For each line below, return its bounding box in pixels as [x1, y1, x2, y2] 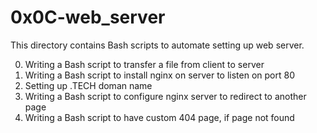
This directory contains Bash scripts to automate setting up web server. [10, 39, 305, 51]
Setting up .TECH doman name [24, 79, 153, 91]
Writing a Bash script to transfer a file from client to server [24, 58, 265, 70]
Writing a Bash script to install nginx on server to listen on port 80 [24, 69, 295, 81]
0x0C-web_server [10, 6, 166, 29]
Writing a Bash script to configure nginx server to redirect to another [24, 90, 307, 102]
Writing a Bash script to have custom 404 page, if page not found [24, 111, 295, 123]
